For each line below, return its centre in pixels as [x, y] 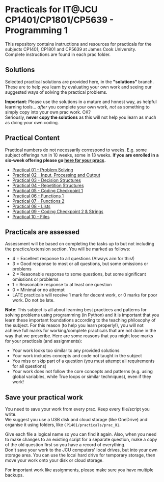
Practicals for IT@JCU [51, 10]
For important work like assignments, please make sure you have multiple [79, 470]
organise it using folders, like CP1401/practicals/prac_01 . [63, 425]
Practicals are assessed [42, 232]
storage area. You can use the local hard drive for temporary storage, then [80, 455]
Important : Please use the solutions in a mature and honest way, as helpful [81, 102]
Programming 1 [36, 30]
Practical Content [32, 138]
